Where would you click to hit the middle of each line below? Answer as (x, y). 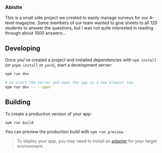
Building (18, 102)
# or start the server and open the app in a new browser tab (69, 83)
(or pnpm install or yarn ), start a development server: (59, 65)
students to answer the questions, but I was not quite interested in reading (79, 28)
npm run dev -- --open (28, 87)
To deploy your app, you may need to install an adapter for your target (87, 141)
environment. (30, 146)
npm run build (19, 123)
